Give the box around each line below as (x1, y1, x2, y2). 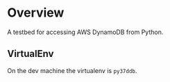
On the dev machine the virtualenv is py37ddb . (7, 66, 137, 74)
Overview (7, 5, 65, 21)
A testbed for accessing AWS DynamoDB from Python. (7, 28, 164, 36)
